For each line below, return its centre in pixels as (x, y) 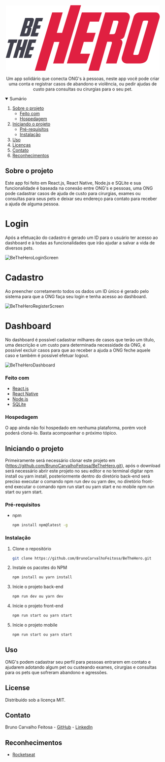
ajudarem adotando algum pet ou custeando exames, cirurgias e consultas (81, 667)
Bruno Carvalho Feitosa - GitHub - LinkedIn (49, 727)
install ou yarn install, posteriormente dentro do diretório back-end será (78, 476)
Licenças (21, 145)
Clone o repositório (32, 549)
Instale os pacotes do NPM (40, 567)
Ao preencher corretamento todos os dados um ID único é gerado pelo (77, 291)
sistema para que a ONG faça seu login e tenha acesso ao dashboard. (76, 296)
